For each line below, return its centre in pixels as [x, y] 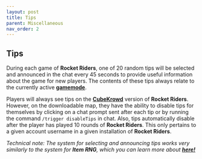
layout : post [23, 12]
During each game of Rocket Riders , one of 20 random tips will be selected [100, 68]
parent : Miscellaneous [35, 23]
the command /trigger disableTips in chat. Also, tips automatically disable [100, 118]
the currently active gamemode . [47, 87]
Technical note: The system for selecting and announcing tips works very [98, 143]
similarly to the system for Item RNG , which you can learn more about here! [101, 150]
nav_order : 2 [23, 29]
